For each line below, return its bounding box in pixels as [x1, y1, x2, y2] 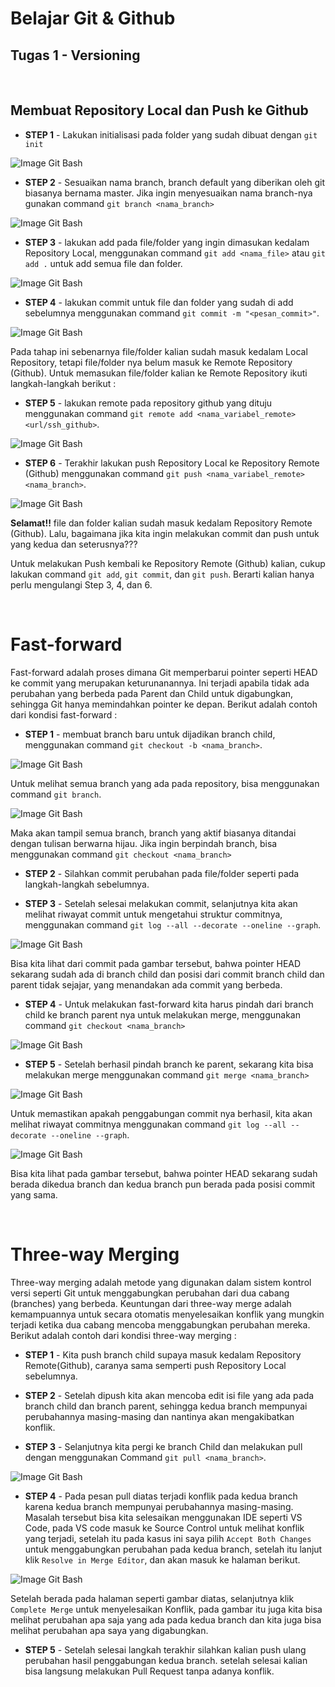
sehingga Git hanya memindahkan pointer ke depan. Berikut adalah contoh [10, 698, 318, 710]
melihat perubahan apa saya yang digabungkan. [10, 1624, 209, 1636]
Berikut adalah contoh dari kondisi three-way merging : [10, 1329, 237, 1341]
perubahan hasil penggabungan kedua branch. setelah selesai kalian [24, 1654, 308, 1666]
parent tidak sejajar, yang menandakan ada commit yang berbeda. [10, 978, 283, 991]
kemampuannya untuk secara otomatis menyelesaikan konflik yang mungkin [10, 1308, 325, 1320]
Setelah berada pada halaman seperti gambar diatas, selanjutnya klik [10, 1592, 295, 1604]
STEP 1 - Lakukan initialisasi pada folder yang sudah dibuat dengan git [24, 128, 318, 141]
